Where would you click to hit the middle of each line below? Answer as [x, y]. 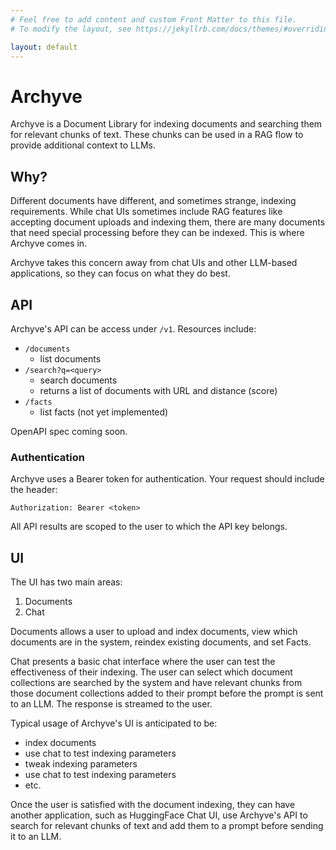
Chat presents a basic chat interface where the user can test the [143, 662]
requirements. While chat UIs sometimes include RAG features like [146, 212]
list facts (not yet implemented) [104, 412]
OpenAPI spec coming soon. [69, 431]
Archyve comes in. [49, 243]
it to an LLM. [36, 837]
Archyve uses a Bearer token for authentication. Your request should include [167, 479]
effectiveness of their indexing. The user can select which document [151, 672]
